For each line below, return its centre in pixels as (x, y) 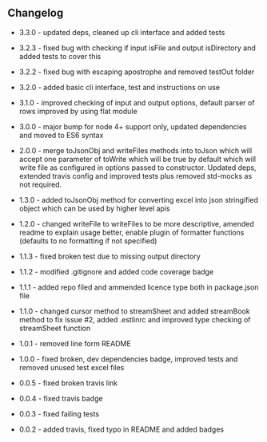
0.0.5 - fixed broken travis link (68, 383)
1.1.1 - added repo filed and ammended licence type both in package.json (139, 287)
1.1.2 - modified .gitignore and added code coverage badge (116, 271)
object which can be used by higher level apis (94, 208)
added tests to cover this (60, 56)
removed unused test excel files (72, 367)
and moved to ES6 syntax (61, 135)
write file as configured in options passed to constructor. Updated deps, (137, 168)
